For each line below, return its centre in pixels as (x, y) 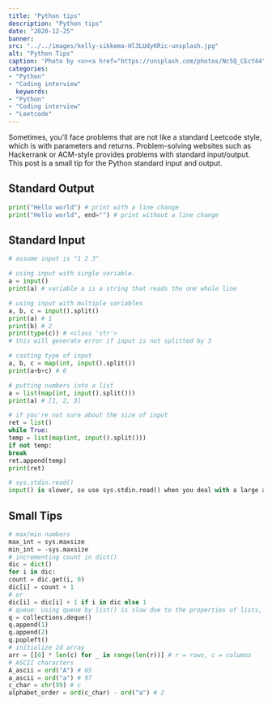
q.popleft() (28, 640)
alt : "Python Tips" (41, 54)
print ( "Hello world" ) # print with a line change (94, 207)
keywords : (32, 91)
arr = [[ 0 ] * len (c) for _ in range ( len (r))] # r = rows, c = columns (130, 655)
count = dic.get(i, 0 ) (47, 580)
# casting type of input (50, 356)
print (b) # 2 (30, 326)
